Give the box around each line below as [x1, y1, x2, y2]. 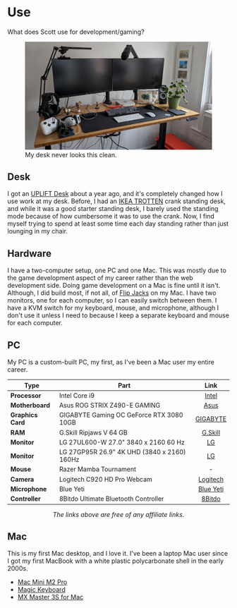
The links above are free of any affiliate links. [52, 510, 185, 518]
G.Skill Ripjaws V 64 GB [59, 428, 128, 437]
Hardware [7, 248, 51, 260]
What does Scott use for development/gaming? [7, 28, 145, 36]
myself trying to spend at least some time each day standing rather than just [7, 219, 229, 228]
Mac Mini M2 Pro [17, 578, 68, 586]
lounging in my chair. [7, 227, 68, 236]
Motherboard [10, 401, 51, 410]
